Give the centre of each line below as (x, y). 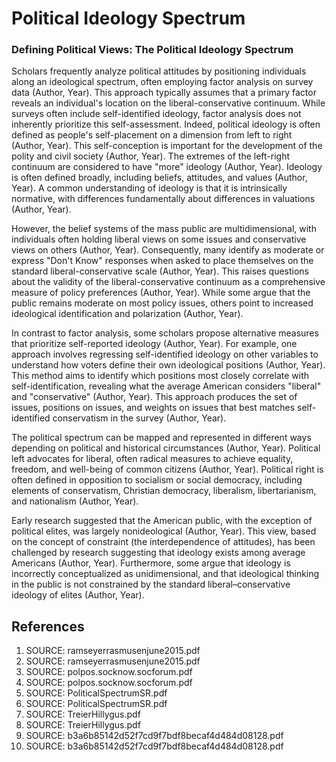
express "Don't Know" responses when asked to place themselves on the (162, 261)
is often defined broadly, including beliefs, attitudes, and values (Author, (159, 178)
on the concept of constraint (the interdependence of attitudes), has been (163, 542)
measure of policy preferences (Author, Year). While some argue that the (161, 293)
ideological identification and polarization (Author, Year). (127, 314)
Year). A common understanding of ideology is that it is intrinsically (149, 188)
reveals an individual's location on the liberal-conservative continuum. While (168, 103)
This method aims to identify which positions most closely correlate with (160, 376)
